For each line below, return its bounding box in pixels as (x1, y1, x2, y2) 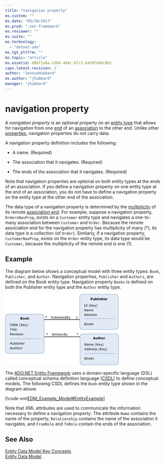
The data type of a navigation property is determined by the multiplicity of (5, 203, 156, 209)
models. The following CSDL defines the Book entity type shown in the (5, 380, 148, 387)
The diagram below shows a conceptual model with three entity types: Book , (5, 268, 160, 274)
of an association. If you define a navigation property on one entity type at (5, 184, 157, 190)
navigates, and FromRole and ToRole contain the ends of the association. (5, 421, 152, 427)
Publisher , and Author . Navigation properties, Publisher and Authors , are (5, 273, 154, 279)
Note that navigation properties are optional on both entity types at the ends (5, 178, 161, 184)
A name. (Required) (12, 149, 53, 155)
